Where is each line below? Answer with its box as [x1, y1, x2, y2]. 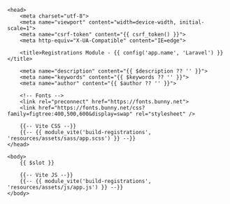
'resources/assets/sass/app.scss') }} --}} [7, 135, 136, 142]
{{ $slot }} [20, 159, 55, 166]
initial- [179, 19, 205, 26]
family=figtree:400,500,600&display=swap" [7, 110, 133, 117]
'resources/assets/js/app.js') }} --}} [7, 184, 124, 191]
